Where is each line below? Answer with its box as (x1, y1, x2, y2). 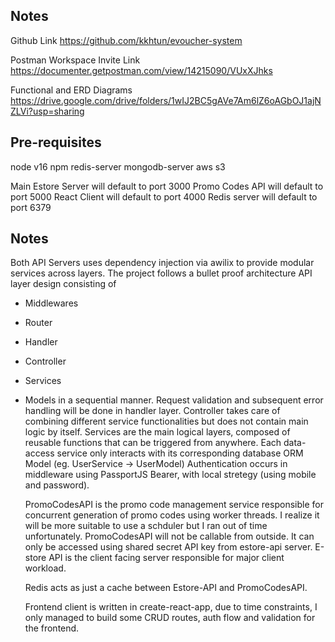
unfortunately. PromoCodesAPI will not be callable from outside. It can (24, 530, 315, 543)
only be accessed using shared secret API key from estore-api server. (24, 541, 313, 553)
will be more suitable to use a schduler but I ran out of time (24, 520, 268, 532)
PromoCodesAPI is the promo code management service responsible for (24, 499, 324, 511)
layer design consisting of (10, 278, 117, 290)
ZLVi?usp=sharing (10, 105, 85, 117)
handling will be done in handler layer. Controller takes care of (24, 405, 281, 417)
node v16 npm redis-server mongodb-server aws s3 (10, 160, 226, 173)
